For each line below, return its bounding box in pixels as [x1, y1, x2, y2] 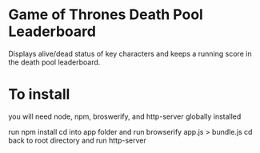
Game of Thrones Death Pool [8, 6, 204, 24]
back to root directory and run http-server [8, 135, 146, 145]
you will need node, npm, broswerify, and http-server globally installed [8, 112, 242, 121]
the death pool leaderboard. [8, 57, 101, 67]
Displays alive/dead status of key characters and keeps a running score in [8, 49, 252, 58]
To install [8, 85, 70, 104]
